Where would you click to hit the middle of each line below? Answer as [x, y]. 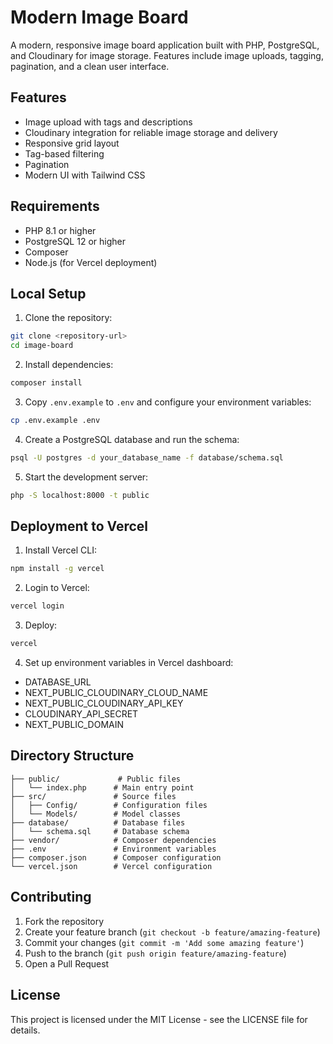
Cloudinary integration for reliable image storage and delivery [151, 132]
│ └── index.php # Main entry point [102, 787]
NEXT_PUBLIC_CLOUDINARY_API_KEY [104, 703]
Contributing [51, 897]
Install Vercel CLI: [61, 550]
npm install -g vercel [57, 569]
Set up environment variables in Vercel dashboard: [129, 663]
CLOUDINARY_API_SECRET [81, 714]
